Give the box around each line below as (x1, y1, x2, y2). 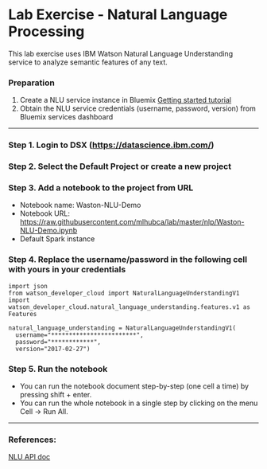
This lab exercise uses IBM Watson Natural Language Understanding (8, 49, 233, 58)
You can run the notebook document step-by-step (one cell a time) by (19, 381, 249, 391)
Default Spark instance (19, 234, 95, 244)
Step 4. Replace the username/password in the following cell (8, 254, 248, 265)
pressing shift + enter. (19, 389, 92, 399)
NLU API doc (8, 452, 51, 462)
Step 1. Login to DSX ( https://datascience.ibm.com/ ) (8, 139, 215, 150)
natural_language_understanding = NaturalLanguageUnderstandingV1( (8, 324, 237, 332)
